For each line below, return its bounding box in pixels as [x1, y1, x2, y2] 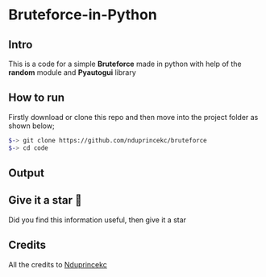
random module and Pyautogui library [8, 68, 137, 77]
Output [8, 166, 44, 180]
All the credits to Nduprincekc [8, 259, 107, 269]
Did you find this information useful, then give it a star [8, 215, 187, 225]
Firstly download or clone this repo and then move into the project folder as [8, 112, 259, 122]
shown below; [8, 121, 55, 130]
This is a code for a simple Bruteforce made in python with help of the [8, 59, 242, 68]
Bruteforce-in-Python [8, 6, 157, 24]
